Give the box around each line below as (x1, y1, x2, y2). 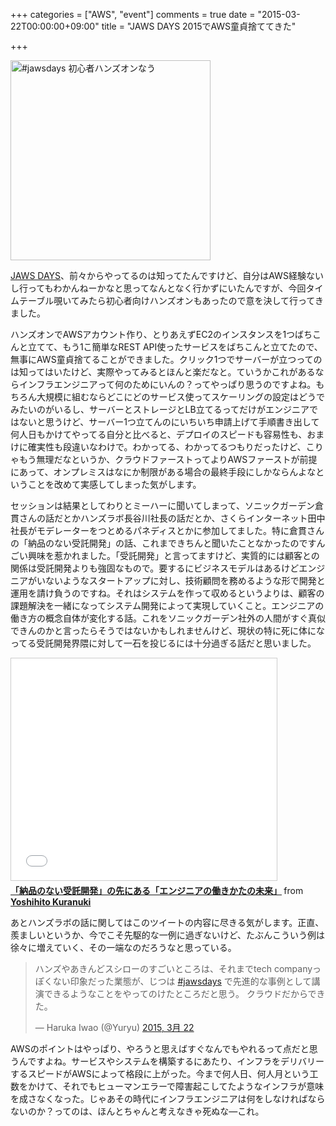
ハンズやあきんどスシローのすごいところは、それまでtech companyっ (34, 963, 322, 974)
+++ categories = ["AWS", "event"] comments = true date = (10, 9, 256, 20)
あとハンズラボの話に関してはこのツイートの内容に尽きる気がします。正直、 (10, 917, 325, 928)
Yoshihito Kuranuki (10, 896, 92, 908)
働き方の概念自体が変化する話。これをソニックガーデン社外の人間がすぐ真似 (10, 612, 326, 624)
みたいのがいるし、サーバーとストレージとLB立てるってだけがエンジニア (10, 404, 310, 415)
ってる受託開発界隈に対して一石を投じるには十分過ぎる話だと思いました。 (10, 637, 317, 649)
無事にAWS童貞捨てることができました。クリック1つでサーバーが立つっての (10, 354, 323, 365)
